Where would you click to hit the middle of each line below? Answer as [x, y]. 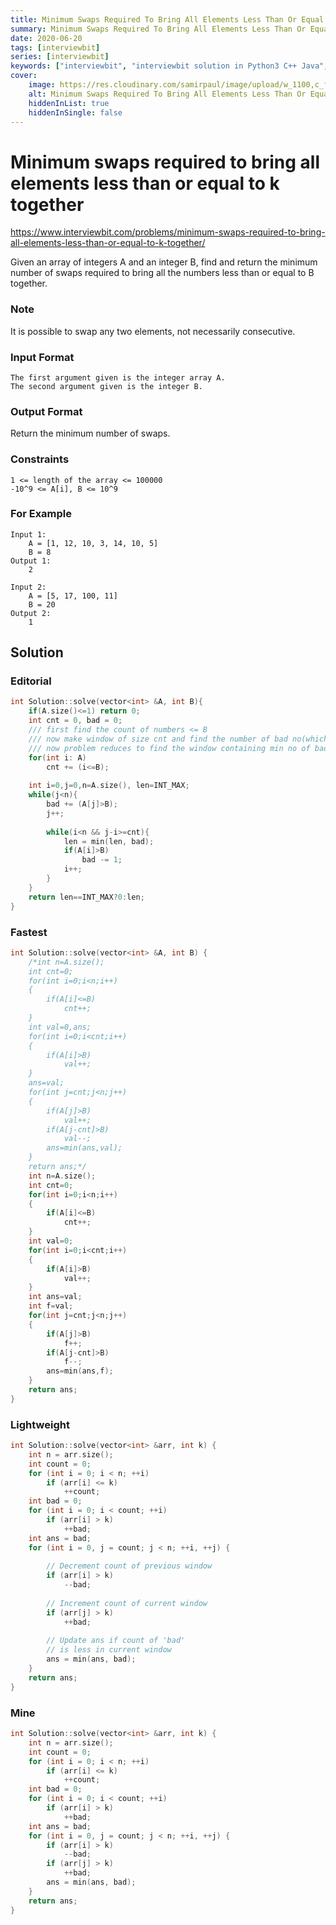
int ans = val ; [55, 1297]
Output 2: [31, 613]
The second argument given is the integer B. [106, 386]
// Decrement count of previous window [129, 1566]
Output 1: [31, 561]
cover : [24, 76]
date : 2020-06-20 [46, 38]
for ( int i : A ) [57, 757]
